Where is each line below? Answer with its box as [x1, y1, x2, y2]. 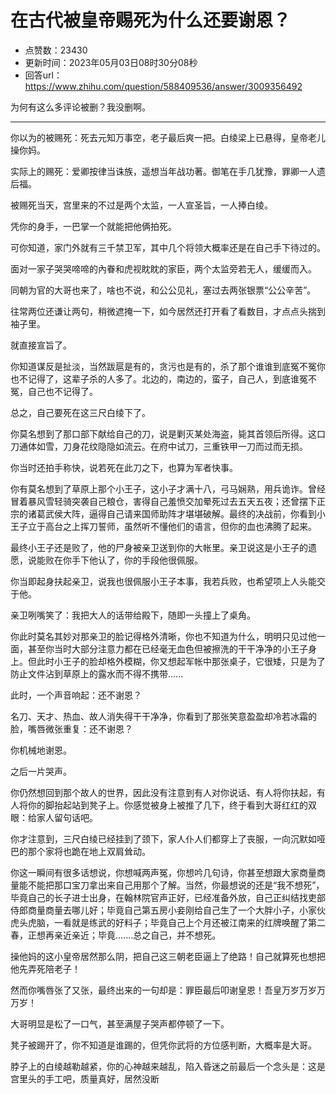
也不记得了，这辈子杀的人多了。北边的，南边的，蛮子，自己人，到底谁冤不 [10, 372, 317, 385]
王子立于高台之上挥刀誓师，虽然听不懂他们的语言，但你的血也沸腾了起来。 [10, 520, 317, 532]
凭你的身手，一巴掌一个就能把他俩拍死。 [10, 220, 177, 232]
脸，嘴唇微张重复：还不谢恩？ [10, 722, 133, 735]
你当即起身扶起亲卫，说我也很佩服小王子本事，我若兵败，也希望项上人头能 [10, 575, 317, 587]
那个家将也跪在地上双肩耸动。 [27, 845, 151, 857]
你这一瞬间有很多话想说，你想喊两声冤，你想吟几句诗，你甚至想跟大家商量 [10, 866, 317, 878]
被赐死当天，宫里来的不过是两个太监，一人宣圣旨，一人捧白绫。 [10, 199, 273, 211]
